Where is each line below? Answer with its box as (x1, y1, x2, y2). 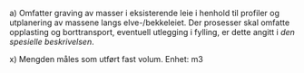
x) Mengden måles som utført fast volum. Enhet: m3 (9, 54, 204, 64)
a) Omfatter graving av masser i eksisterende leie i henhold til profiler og (9, 8, 279, 18)
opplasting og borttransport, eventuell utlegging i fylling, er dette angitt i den (9, 27, 295, 37)
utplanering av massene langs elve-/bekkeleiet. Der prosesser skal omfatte (9, 17, 290, 28)
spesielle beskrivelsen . (9, 36, 94, 47)
